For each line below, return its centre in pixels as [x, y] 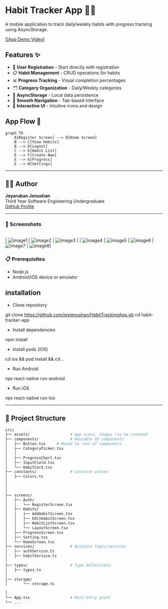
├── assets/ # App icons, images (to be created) [77, 435]
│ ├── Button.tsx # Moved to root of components [63, 444]
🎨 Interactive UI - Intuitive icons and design [57, 105]
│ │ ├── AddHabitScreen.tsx [39, 514]
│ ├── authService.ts [30, 551]
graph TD [14, 133]
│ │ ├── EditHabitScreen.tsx [40, 519]
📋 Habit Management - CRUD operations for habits [66, 73]
